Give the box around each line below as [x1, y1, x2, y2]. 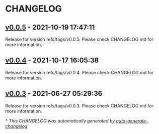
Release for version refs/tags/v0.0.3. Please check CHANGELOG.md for [5, 102, 153, 108]
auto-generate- [116, 117, 148, 123]
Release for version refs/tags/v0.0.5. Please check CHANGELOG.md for [5, 36, 153, 42]
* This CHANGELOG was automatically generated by [5, 117, 115, 123]
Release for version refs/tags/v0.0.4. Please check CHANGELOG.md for [5, 69, 154, 75]
